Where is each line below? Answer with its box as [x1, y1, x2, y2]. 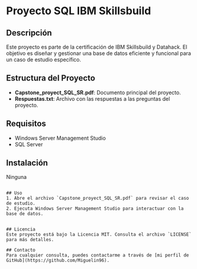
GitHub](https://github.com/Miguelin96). [6, 258, 110, 264]
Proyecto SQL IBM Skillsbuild [6, 4, 151, 18]
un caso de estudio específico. [6, 56, 82, 63]
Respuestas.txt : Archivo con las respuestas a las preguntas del [14, 95, 170, 102]
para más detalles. [6, 237, 54, 243]
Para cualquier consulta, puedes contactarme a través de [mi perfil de [6, 252, 189, 258]
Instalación [6, 158, 49, 168]
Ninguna [6, 174, 27, 181]
